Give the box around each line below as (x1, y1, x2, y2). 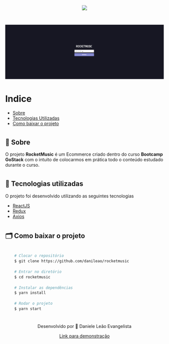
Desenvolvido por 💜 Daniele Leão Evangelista (37, 323, 132, 329)
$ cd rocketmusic (14, 274, 51, 280)
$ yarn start (14, 306, 42, 311)
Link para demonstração (59, 333, 110, 339)
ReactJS (12, 202, 30, 208)
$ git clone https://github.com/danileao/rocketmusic (14, 259, 129, 264)
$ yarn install (14, 290, 46, 295)
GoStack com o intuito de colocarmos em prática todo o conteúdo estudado (5, 157, 163, 163)
